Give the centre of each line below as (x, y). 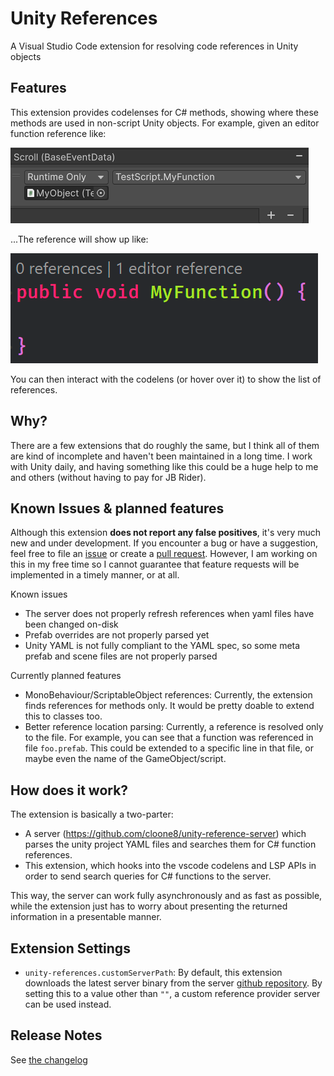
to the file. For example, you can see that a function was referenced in (169, 738)
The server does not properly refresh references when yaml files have (169, 614)
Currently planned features (66, 676)
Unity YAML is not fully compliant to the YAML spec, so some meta (162, 646)
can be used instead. (68, 1004)
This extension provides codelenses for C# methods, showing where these (165, 112)
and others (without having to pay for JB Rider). (108, 477)
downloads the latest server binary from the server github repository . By (173, 983)
